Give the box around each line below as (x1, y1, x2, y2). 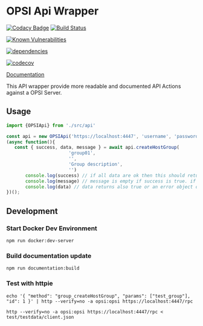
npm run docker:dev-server (6, 237, 74, 243)
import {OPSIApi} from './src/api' (6, 122, 96, 128)
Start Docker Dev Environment (6, 224, 98, 233)
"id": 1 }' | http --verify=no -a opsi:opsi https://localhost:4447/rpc (6, 298, 193, 304)
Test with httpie (6, 279, 53, 287)
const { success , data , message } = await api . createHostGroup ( (14, 145, 180, 151)
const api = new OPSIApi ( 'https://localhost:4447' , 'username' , (6, 133, 172, 139)
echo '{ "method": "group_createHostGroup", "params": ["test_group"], (6, 293, 190, 299)
